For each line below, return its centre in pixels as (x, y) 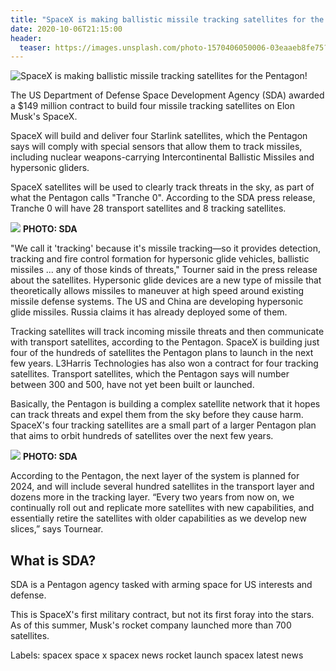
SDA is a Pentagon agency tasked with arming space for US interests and (161, 585)
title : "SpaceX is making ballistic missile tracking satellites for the (167, 19)
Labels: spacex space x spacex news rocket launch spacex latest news (157, 655)
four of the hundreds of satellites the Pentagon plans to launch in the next (162, 353)
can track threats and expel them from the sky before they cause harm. (157, 415)
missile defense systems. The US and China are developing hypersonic (157, 302)
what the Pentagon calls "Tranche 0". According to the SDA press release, (163, 198)
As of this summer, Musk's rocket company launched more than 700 (151, 625)
